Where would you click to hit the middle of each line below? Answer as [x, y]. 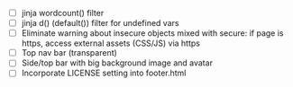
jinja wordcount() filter [63, 13]
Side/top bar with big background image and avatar [117, 63]
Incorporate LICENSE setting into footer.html [104, 73]
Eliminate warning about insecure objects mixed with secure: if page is [152, 33]
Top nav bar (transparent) [69, 53]
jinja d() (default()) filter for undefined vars [100, 23]
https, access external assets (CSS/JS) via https [110, 43]
